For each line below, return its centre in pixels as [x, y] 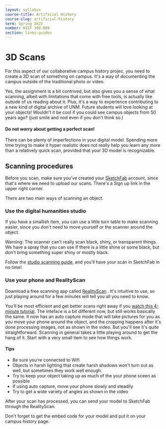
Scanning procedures [39, 166]
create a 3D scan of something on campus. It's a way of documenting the [80, 76]
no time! [14, 267]
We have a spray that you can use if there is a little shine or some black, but [82, 247]
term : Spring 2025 [24, 24]
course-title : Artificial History [41, 14]
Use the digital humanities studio [46, 211]
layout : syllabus [23, 10]
